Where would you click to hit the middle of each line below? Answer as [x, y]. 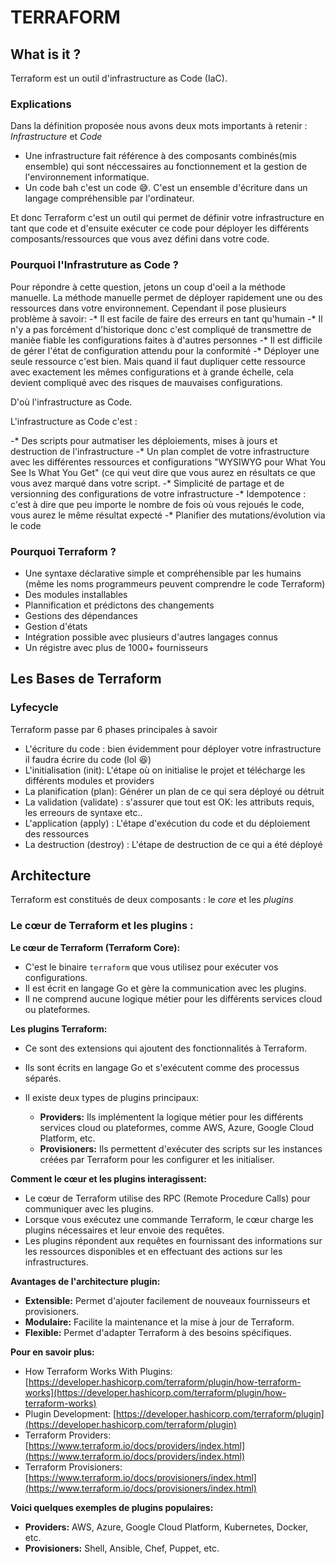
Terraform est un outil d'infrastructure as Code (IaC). [119, 78]
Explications [41, 104]
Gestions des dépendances [81, 615]
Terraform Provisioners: [73, 1467]
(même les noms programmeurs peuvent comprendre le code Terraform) [175, 583]
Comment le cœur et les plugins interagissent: [108, 1178]
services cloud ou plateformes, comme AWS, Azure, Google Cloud [177, 1127]
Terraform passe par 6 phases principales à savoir [114, 729]
